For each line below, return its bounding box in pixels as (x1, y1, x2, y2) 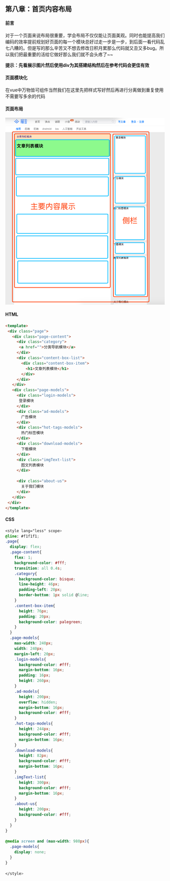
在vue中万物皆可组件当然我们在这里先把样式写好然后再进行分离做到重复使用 (5, 87, 164, 93)
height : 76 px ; (18, 608, 49, 613)
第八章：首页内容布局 (5, 5, 72, 14)
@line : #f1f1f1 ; (5, 534, 39, 539)
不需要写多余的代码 (5, 93, 46, 99)
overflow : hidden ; (18, 700, 58, 705)
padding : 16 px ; (18, 673, 51, 678)
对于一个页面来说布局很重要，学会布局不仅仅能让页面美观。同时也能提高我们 (5, 32, 165, 38)
